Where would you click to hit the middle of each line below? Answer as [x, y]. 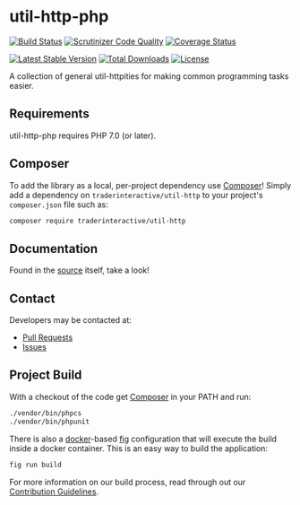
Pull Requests [47, 337]
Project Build [46, 375]
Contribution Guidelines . [54, 492]
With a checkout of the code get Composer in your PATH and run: [130, 396]
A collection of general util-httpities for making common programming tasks [149, 76]
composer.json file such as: [59, 205]
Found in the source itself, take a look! [79, 270]
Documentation [54, 248]
